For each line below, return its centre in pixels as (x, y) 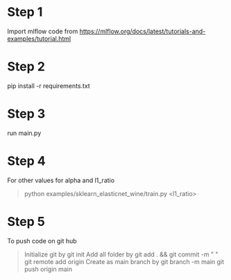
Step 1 (25, 12)
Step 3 (26, 114)
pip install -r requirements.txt (49, 86)
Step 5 (26, 221)
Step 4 (27, 161)
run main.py (24, 133)
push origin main (48, 269)
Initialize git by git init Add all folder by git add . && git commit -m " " (121, 254)
